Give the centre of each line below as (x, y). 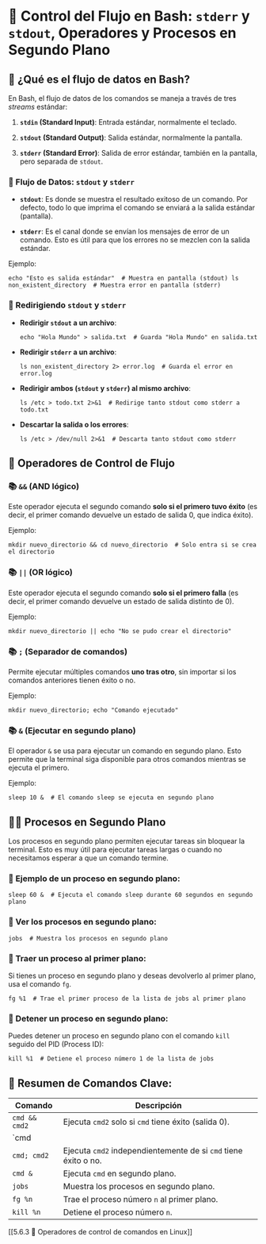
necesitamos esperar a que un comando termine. (88, 858)
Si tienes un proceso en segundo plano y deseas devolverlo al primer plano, (132, 975)
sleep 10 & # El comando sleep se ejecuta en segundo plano (111, 798)
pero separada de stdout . (61, 161)
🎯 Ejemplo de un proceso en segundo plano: (94, 879)
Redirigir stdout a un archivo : (68, 323)
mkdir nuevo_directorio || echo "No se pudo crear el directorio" (120, 631)
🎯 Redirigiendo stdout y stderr (67, 305)
